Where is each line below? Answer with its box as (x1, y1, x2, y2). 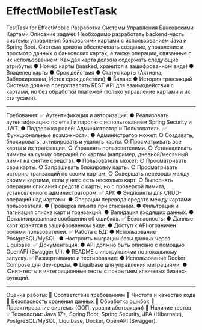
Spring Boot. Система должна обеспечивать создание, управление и (6, 43, 184, 50)
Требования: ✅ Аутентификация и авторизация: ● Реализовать (6, 111, 170, 118)
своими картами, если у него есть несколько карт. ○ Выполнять (6, 176, 173, 183)
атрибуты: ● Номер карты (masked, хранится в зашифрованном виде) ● (6, 62, 194, 70)
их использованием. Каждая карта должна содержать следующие (6, 56, 179, 63)
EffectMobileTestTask (6, 4, 117, 18)
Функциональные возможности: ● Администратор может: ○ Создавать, (6, 131, 194, 139)
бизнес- (166, 267, 188, 275)
